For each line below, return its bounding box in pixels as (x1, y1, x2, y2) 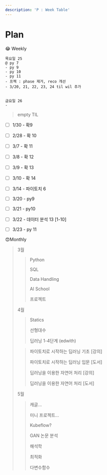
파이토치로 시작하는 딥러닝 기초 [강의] (29, 348, 103, 354)
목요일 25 (5, 56, 22, 61)
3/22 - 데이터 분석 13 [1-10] (12, 216, 67, 223)
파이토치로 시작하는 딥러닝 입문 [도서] (29, 359, 103, 365)
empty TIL (17, 111, 39, 118)
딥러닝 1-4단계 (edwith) (29, 338, 76, 344)
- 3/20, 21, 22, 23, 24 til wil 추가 (5, 84, 81, 89)
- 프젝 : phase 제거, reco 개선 (5, 79, 66, 84)
